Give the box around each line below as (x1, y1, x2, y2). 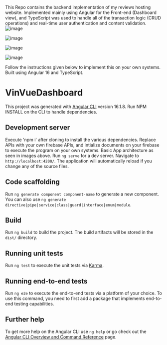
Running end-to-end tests (5, 277, 88, 285)
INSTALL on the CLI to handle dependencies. (5, 108, 97, 114)
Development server (5, 123, 70, 132)
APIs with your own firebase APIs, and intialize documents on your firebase (5, 142, 160, 148)
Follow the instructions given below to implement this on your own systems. (5, 64, 161, 70)
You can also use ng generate (5, 196, 66, 202)
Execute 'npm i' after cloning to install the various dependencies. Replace (5, 136, 156, 142)
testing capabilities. (14, 301, 54, 306)
